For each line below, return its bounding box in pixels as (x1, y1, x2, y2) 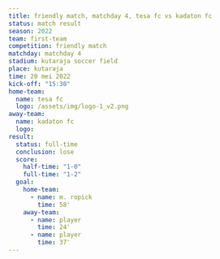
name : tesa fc (15, 95, 63, 103)
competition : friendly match (8, 42, 107, 50)
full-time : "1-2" (23, 171, 82, 179)
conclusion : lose (15, 148, 75, 156)
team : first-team (8, 34, 67, 43)
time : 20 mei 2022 (8, 72, 71, 80)
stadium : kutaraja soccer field (8, 58, 118, 66)
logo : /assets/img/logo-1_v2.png (15, 102, 129, 110)
